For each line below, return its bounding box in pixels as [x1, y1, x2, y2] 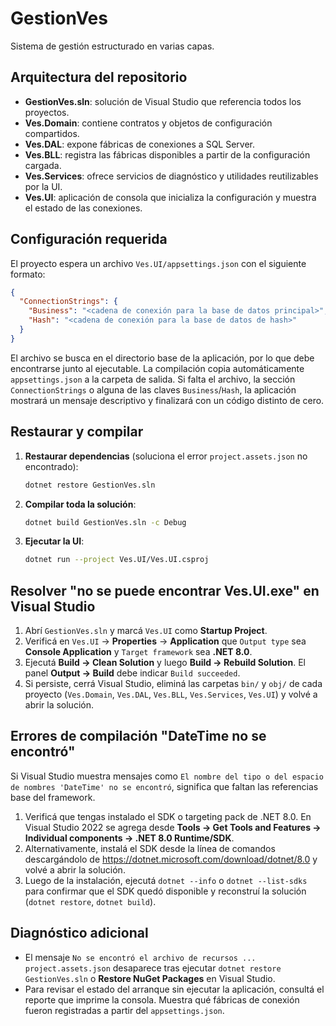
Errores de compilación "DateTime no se [10, 728, 267, 745]
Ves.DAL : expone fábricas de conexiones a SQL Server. [24, 138, 256, 150]
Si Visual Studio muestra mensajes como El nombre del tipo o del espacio [10, 770, 325, 782]
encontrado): [24, 460, 79, 472]
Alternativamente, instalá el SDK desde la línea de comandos [24, 842, 276, 854]
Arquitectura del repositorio [10, 69, 188, 86]
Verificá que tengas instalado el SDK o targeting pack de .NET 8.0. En [24, 810, 312, 822]
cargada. [24, 159, 62, 171]
